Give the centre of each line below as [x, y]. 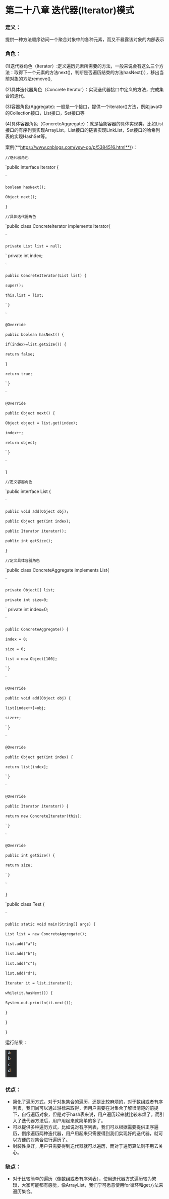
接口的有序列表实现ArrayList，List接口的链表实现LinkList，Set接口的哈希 [80, 130]
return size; [19, 865]
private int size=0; [27, 600]
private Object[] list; [30, 590]
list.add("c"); [21, 963]
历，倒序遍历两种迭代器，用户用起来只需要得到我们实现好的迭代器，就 [86, 1134]
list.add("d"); [21, 973]
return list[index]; [27, 767]
